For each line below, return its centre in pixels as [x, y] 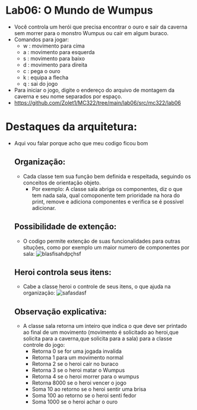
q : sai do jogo [40, 83]
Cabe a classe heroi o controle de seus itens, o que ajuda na [97, 287]
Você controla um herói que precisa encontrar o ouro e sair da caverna [101, 27]
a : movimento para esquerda [59, 52]
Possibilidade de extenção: [65, 227]
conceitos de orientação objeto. [62, 183]
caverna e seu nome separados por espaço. [68, 96]
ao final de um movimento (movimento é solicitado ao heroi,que [101, 332]
